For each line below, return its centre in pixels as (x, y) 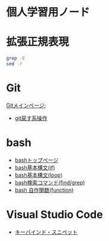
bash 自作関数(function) (44, 190)
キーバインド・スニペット (46, 232)
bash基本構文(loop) (38, 175)
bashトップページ (36, 160)
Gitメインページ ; (26, 105)
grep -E (16, 58)
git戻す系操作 (31, 118)
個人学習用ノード (48, 12)
